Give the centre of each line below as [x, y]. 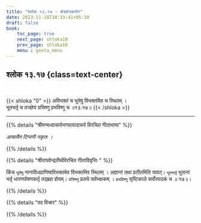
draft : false [22, 23]
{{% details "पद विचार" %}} [37, 202]
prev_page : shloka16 [42, 45]
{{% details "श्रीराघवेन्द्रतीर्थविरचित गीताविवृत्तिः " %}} [60, 160]
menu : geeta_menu [40, 51]
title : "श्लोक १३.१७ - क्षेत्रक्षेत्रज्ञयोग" [45, 12]
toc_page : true [36, 34]
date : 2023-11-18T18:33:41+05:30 [48, 17]
